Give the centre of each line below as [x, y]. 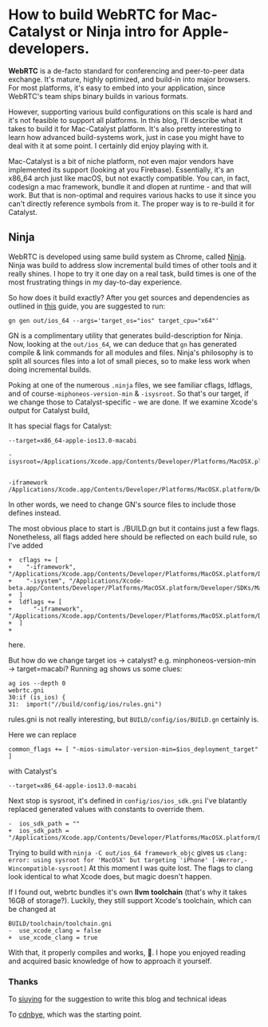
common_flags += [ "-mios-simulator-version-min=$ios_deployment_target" [134, 749]
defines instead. [35, 512]
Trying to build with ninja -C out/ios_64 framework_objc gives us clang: [128, 852]
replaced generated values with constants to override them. [106, 809]
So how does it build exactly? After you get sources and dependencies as [129, 297]
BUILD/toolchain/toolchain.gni [60, 924]
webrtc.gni [26, 690]
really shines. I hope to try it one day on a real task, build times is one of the [132, 273]
